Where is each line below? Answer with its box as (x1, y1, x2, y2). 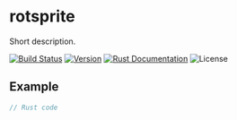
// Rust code (9, 103, 58, 112)
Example (9, 79, 59, 95)
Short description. (9, 36, 76, 47)
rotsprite (9, 6, 76, 27)
